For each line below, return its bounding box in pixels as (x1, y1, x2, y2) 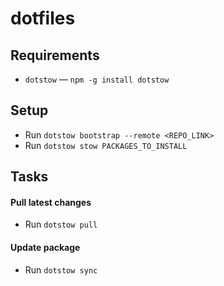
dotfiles (10, 7, 76, 30)
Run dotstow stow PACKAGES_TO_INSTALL (24, 139, 188, 151)
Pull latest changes (10, 196, 92, 208)
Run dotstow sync (24, 263, 98, 276)
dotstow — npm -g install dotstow (24, 73, 170, 85)
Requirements (10, 47, 100, 64)
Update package (10, 242, 81, 253)
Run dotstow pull (24, 218, 98, 231)
